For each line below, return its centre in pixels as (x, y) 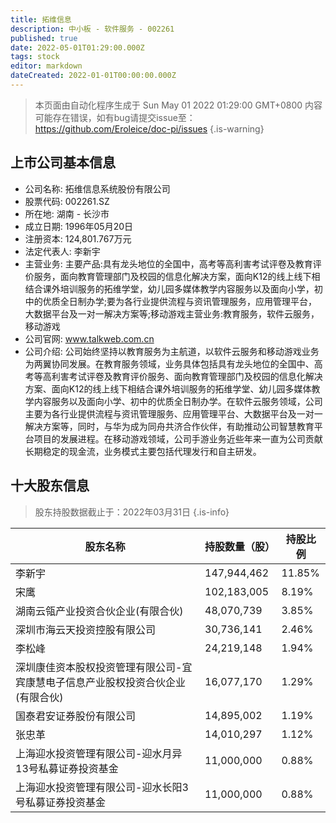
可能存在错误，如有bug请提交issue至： (115, 117)
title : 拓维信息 (41, 19)
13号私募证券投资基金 (67, 768)
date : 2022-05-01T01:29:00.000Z (77, 47)
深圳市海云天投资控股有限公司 (86, 629)
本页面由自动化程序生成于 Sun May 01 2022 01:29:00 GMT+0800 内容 (178, 105)
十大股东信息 (50, 486)
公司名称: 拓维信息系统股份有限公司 (97, 188)
